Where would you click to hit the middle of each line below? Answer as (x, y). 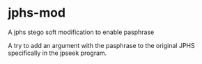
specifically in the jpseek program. (57, 53)
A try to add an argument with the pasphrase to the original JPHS (101, 45)
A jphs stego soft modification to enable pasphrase (81, 32)
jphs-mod (37, 13)
